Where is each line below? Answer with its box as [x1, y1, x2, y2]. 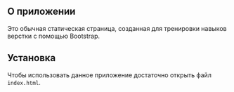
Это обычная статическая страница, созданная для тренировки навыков [7, 24, 227, 32]
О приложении [7, 6, 76, 18]
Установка [7, 52, 56, 64]
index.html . [7, 78, 41, 86]
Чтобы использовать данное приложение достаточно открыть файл [7, 70, 212, 79]
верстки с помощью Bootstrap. [7, 32, 100, 40]
